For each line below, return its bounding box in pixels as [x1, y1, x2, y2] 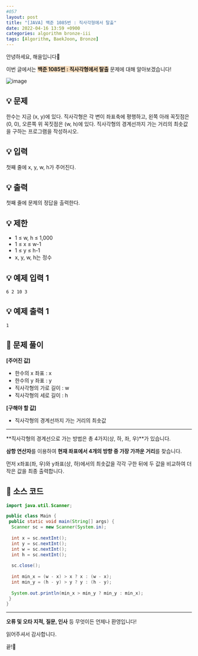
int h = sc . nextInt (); [11, 551, 67, 558]
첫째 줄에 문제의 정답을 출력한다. [6, 199, 81, 206]
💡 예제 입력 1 [6, 273, 49, 283]
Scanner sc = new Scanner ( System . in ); [11, 524, 107, 530]
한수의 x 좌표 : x [14, 369, 52, 376]
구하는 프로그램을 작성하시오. [12, 128, 79, 135]
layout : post [6, 14, 38, 20]
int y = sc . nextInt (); [11, 541, 67, 547]
